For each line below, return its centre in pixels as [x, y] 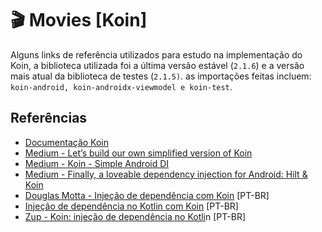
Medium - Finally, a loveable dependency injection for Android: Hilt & [166, 174]
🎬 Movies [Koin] [79, 20]
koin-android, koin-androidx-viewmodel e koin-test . [121, 86]
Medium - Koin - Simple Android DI [97, 163]
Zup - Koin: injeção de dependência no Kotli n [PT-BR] [135, 216]
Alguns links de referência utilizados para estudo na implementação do [156, 54]
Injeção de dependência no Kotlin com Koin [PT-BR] [131, 206]
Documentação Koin [67, 142]
